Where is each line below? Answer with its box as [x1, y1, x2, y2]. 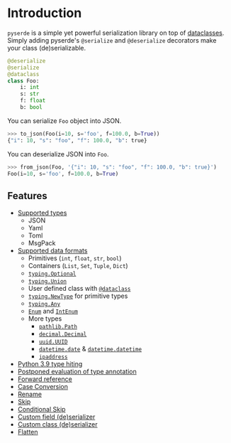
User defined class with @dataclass [28, 284, 131, 293]
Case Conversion [17, 383, 69, 391]
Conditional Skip [17, 405, 66, 414]
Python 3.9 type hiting [17, 360, 83, 368]
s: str [20, 90, 40, 97]
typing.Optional [28, 270, 77, 278]
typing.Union [28, 278, 67, 285]
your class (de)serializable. [7, 43, 86, 52]
